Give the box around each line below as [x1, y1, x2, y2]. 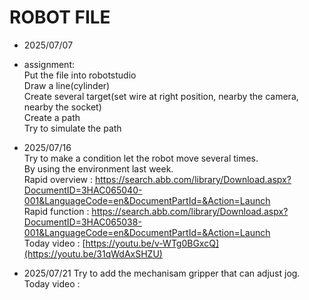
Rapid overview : [23, 173, 94, 185]
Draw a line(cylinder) [23, 79, 111, 91]
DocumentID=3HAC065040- [23, 184, 143, 196]
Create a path [23, 111, 81, 123]
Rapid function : [23, 205, 90, 217]
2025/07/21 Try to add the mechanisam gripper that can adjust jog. [23, 267, 301, 279]
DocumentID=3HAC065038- [23, 216, 142, 228]
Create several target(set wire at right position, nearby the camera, [23, 90, 299, 102]
